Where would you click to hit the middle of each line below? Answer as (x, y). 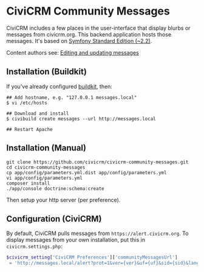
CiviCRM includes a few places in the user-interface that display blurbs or (98, 28)
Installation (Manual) (46, 148)
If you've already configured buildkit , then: (59, 86)
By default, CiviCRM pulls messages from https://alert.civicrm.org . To (97, 233)
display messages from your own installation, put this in (76, 240)
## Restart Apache (29, 129)
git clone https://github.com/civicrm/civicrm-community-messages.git (97, 162)
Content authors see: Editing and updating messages (73, 52)
